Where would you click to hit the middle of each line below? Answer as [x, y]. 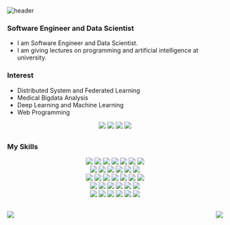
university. [31, 57]
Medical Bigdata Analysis [53, 97]
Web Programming [43, 112]
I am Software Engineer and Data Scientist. [77, 43]
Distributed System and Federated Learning [78, 90]
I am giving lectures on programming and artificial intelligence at [107, 51]
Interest [21, 75]
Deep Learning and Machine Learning [71, 105]
